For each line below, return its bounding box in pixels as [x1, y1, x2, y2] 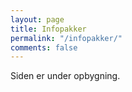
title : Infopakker [10, 24, 87, 34]
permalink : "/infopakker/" [10, 33, 123, 43]
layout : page [10, 14, 65, 25]
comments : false [10, 42, 78, 53]
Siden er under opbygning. [10, 70, 121, 82]
